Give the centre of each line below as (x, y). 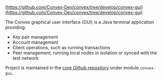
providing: (16, 27)
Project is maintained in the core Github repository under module (72, 68)
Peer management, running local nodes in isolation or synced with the (85, 53)
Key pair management (35, 37)
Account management (35, 42)
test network (26, 58)
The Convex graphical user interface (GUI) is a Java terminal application (80, 22)
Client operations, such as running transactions (61, 47)
